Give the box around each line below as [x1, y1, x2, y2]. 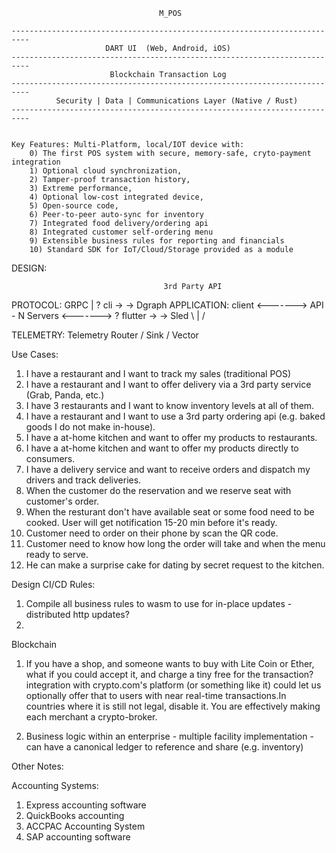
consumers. [25, 453, 76, 464]
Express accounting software [25, 799, 147, 811]
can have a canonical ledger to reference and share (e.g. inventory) [25, 741, 304, 753]
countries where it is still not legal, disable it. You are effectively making [25, 700, 321, 712]
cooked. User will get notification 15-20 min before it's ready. [25, 517, 278, 528]
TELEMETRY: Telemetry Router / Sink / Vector [11, 329, 199, 341]
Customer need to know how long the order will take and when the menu [25, 538, 326, 549]
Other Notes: [11, 760, 64, 772]
